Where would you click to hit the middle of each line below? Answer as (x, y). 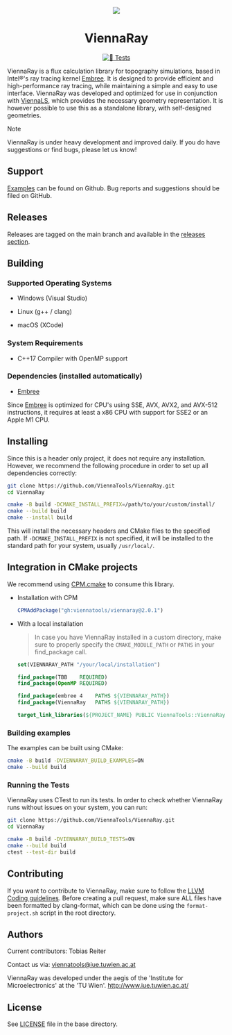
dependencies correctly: (42, 473)
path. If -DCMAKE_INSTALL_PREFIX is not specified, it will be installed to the (110, 538)
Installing (28, 441)
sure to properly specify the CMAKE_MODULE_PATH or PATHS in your (124, 644)
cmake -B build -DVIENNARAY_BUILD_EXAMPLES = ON (75, 761)
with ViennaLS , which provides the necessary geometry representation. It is (115, 100)
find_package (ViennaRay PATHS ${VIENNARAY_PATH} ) (93, 703)
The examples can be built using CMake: (65, 748)
